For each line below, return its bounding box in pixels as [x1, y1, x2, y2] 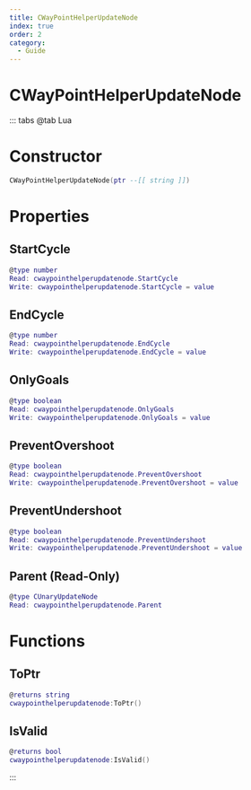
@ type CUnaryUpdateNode [9, 592, 99, 601]
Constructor [9, 146, 103, 167]
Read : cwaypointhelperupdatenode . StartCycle [9, 274, 178, 283]
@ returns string [9, 690, 70, 699]
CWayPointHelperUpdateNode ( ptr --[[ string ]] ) [9, 176, 191, 185]
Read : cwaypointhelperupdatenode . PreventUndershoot [9, 535, 206, 544]
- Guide [17, 47, 47, 56]
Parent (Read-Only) [9, 568, 120, 584]
